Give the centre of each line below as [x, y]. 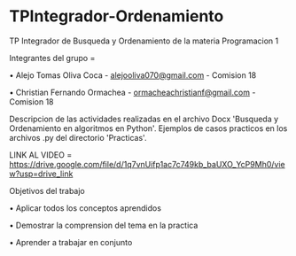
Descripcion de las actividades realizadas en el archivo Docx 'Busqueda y [144, 119]
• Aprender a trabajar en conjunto [71, 242]
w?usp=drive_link [41, 174]
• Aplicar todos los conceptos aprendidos [86, 208]
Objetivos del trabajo [47, 190]
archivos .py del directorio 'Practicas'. [78, 137]
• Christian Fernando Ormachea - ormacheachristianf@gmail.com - [132, 92]
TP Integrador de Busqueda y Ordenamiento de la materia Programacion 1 [144, 41]
